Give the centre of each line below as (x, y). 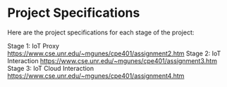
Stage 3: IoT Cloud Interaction (51, 68)
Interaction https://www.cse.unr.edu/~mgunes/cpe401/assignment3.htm (112, 60)
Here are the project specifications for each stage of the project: (101, 32)
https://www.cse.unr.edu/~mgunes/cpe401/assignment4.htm (96, 76)
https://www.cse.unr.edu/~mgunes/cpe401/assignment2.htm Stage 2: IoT (114, 53)
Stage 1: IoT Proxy (33, 46)
